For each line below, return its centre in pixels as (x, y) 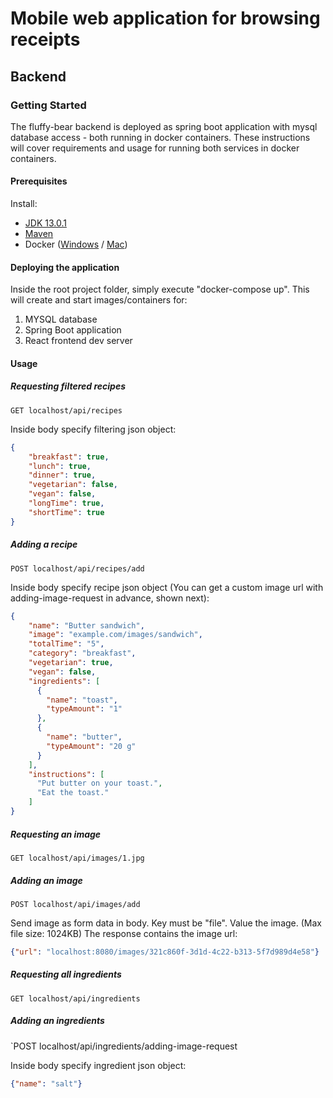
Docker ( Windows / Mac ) (76, 244)
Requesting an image (56, 834)
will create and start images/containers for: (99, 300)
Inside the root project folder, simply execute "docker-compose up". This (160, 289)
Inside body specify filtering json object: (93, 429)
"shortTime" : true (66, 512)
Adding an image (46, 880)
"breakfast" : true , (69, 457)
